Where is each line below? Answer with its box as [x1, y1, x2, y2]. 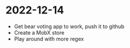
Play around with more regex [14, 35, 84, 42]
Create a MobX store [14, 29, 65, 36]
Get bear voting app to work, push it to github [14, 23, 125, 30]
